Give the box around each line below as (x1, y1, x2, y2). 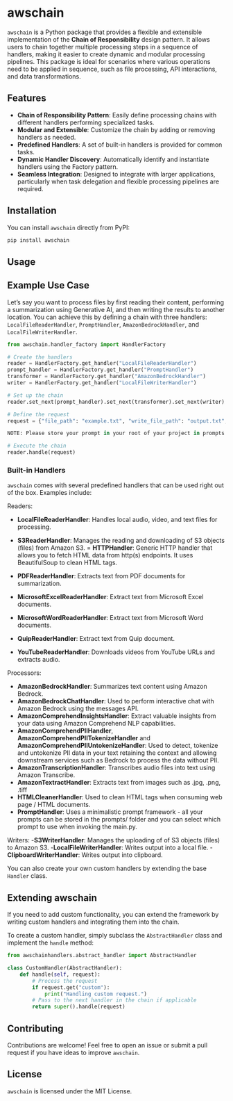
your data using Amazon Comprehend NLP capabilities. (17, 719, 176, 728)
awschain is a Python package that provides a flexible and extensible (7, 28, 202, 36)
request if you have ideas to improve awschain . (7, 1048, 140, 1057)
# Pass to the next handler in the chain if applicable (32, 997, 197, 1004)
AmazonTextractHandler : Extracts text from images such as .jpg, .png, (17, 778, 221, 787)
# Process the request (32, 977, 98, 984)
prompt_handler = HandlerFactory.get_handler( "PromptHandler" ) (7, 366, 194, 373)
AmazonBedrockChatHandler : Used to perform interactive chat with (17, 697, 214, 706)
